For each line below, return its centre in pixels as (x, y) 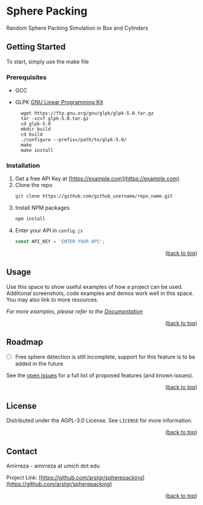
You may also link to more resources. (52, 299)
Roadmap (25, 342)
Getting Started (36, 47)
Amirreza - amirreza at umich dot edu (53, 466)
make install (37, 150)
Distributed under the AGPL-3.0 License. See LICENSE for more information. (99, 421)
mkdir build (36, 129)
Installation (23, 165)
